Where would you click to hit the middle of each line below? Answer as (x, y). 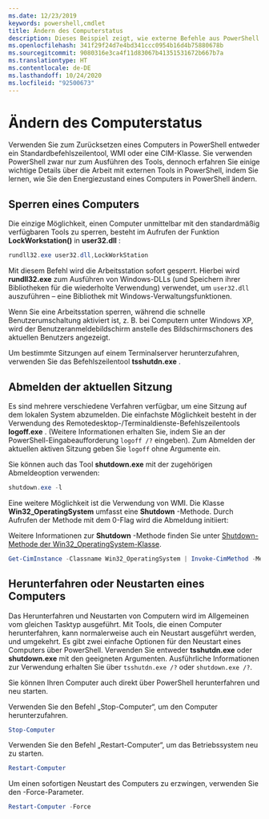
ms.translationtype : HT (48, 61)
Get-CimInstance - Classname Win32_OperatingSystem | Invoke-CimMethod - (132, 559)
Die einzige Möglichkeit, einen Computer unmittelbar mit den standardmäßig (134, 224)
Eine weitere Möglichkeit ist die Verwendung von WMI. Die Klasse (116, 503)
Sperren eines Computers (74, 204)
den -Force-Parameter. (46, 793)
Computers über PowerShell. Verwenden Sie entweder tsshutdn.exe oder (130, 650)
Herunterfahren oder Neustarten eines (106, 584)
